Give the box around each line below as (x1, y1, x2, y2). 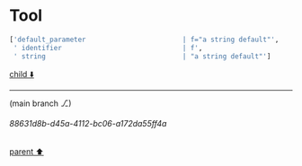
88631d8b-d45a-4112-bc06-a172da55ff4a (9, 118, 167, 129)
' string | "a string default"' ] (13, 51, 271, 61)
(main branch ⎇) (9, 98, 72, 109)
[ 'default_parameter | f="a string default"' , (9, 35, 280, 44)
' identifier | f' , (13, 43, 203, 52)
